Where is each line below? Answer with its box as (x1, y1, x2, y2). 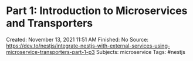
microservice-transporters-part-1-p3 (6, 48, 95, 55)
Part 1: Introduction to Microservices (6, 4, 188, 18)
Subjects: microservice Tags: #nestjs (96, 48, 186, 55)
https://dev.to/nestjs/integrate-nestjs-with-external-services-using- (6, 42, 170, 49)
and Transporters (6, 16, 93, 30)
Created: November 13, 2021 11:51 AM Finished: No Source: (6, 36, 148, 43)
